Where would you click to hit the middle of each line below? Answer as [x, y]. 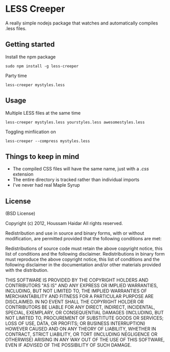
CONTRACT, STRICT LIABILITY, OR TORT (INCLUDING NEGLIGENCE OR [81, 334]
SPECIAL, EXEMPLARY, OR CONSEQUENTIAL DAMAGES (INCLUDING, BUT [85, 313]
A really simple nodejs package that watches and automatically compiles [82, 23]
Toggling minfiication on [31, 132]
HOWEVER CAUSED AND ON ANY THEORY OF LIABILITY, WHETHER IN [81, 329]
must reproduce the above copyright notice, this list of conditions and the [82, 259]
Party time [16, 76]
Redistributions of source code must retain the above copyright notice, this [84, 248]
